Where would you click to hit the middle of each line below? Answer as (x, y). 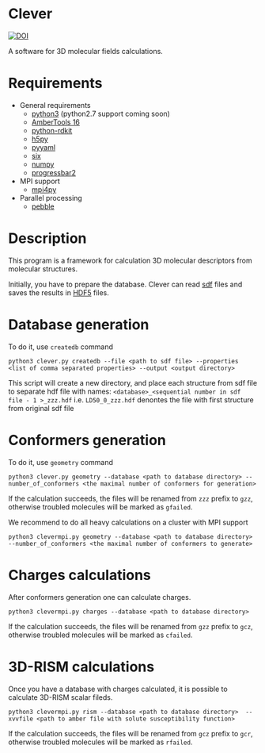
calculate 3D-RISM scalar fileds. (61, 697)
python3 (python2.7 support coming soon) (100, 113)
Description (47, 238)
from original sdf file (41, 408)
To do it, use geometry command (61, 462)
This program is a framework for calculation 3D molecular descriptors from (130, 260)
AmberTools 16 (56, 122)
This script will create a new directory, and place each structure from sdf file (133, 382)
